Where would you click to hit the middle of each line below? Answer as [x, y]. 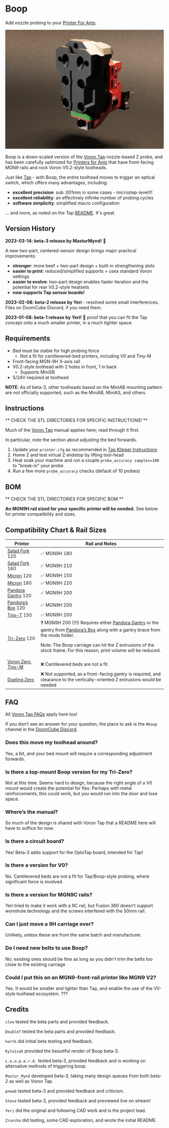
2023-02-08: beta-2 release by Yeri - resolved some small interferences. [82, 302]
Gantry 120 [19, 595]
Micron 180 [19, 583]
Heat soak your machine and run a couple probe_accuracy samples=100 [86, 460]
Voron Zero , [19, 661]
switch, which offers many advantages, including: [57, 182]
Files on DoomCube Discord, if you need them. [54, 307]
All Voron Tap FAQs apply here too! [41, 714]
